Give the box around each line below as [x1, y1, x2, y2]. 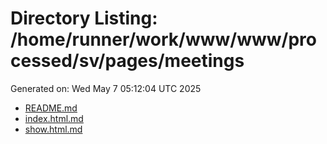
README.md [24, 102, 78, 114]
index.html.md [24, 112, 84, 124]
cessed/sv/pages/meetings [10, 50, 245, 72]
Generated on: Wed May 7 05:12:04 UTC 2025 [10, 82, 202, 94]
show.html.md [24, 123, 83, 135]
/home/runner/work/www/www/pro [10, 28, 317, 51]
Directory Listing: [10, 7, 158, 30]
